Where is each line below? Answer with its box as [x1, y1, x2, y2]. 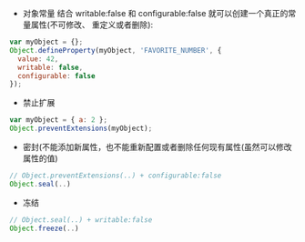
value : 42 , [17, 54, 59, 64]
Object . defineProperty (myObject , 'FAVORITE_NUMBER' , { [9, 45, 222, 55]
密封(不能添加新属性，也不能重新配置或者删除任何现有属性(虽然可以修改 [22, 142, 293, 152]
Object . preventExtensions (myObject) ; [9, 124, 153, 134]
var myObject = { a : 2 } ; [9, 116, 107, 125]
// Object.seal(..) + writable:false [9, 215, 153, 225]
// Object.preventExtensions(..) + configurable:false [9, 171, 222, 180]
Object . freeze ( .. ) [9, 224, 79, 233]
